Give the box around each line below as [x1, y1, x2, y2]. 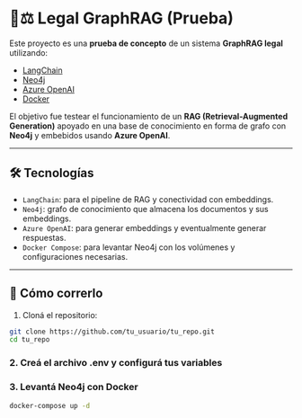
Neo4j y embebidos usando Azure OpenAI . [9, 129, 171, 140]
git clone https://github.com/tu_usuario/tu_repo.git [9, 327, 216, 336]
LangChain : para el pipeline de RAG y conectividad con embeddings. [22, 193, 274, 205]
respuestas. [22, 232, 67, 243]
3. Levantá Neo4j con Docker [9, 381, 138, 394]
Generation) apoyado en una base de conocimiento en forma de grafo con [9, 120, 287, 131]
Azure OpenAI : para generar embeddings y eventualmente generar [22, 222, 267, 233]
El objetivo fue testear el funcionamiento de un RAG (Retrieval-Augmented [9, 111, 289, 121]
